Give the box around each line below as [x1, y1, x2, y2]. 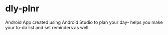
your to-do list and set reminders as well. [5, 24, 90, 30]
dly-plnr [5, 3, 40, 14]
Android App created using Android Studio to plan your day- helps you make [5, 19, 163, 25]
